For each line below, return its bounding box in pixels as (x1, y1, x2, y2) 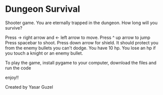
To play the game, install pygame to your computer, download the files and (5, 60, 157, 65)
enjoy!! (5, 74, 19, 80)
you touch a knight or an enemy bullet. (5, 50, 83, 56)
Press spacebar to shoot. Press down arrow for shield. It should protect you (5, 39, 159, 45)
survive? (5, 25, 23, 31)
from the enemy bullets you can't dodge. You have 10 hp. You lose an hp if (5, 45, 156, 51)
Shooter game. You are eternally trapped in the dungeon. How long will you (5, 20, 158, 26)
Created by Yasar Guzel (5, 84, 53, 90)
